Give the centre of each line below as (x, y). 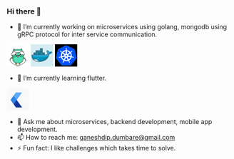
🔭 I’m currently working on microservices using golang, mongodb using (122, 27)
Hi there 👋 (24, 11)
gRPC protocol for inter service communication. (87, 34)
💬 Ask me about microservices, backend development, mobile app (115, 122)
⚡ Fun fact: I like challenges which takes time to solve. (96, 148)
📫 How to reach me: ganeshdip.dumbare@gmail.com (96, 138)
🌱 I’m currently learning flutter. (62, 78)
